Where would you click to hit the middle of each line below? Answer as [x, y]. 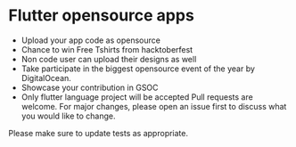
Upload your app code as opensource [91, 40]
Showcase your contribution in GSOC [90, 87]
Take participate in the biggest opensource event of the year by [138, 69]
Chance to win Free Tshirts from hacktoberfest [107, 49]
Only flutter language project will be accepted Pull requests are [137, 97]
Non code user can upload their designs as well [109, 59]
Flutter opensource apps [102, 16]
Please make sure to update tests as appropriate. [99, 133]
